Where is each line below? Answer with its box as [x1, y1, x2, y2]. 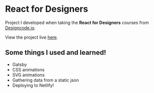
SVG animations [12, 72, 45, 78]
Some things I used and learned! [5, 48, 106, 57]
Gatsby [12, 61, 27, 67]
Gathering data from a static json [12, 77, 79, 83]
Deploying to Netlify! [12, 82, 54, 88]
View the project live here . [5, 34, 58, 40]
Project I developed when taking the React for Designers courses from [5, 20, 149, 25]
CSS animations [12, 67, 45, 72]
